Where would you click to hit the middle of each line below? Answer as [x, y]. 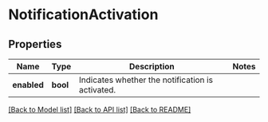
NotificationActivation [83, 15]
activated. [97, 90]
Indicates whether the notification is [146, 80]
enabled [28, 85]
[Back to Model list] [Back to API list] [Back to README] [100, 110]
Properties [35, 44]
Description [152, 67]
